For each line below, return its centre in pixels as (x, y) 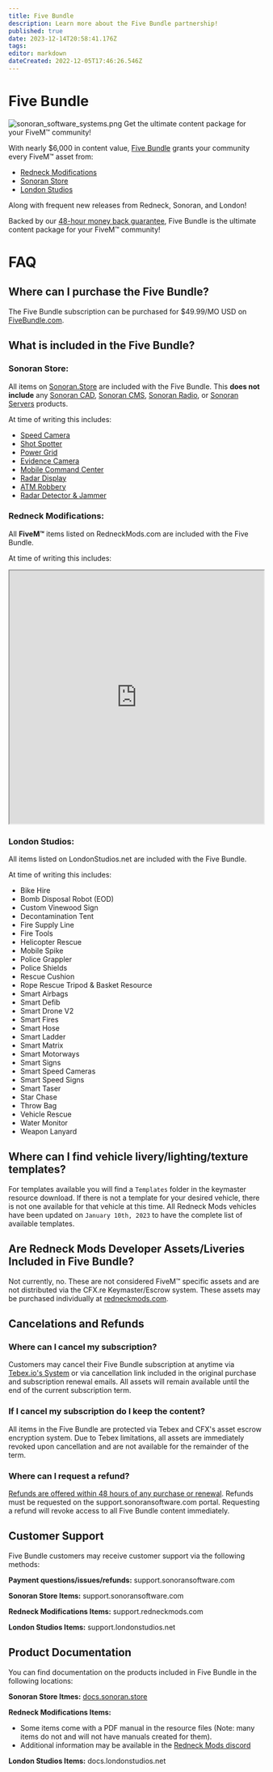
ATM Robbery (43, 486)
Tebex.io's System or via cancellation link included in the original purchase (132, 1373)
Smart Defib (40, 1002)
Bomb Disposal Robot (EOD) (67, 899)
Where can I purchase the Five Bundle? (109, 292)
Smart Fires (39, 1020)
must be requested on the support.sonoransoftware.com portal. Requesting (134, 1502)
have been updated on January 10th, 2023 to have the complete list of (126, 1215)
